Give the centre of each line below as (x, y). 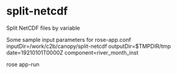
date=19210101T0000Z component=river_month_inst (72, 52)
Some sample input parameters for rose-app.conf (69, 39)
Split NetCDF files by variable (43, 28)
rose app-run (23, 64)
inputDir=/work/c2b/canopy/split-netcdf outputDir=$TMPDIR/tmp (88, 46)
